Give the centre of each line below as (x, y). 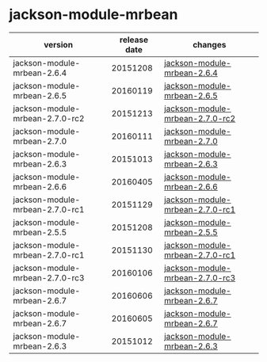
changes (209, 44)
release (134, 40)
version (59, 44)
